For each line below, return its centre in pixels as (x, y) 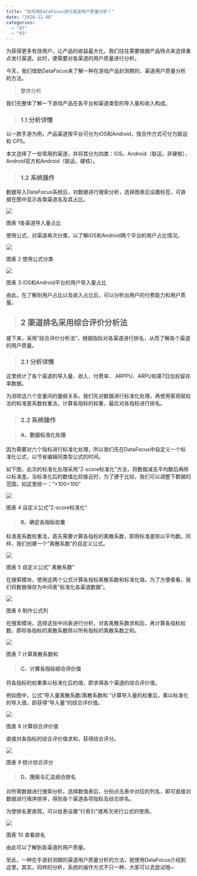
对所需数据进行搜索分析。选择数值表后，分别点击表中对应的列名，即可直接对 (98, 791)
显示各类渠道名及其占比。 (57, 199)
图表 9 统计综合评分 (30, 762)
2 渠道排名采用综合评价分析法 (74, 323)
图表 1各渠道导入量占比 (34, 223)
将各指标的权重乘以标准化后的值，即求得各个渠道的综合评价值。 (83, 683)
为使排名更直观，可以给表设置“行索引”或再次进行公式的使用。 (80, 811)
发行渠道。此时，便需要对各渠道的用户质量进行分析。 (75, 58)
